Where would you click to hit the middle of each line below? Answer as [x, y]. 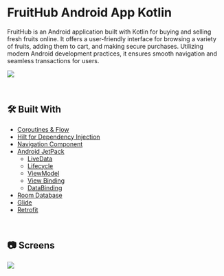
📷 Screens [31, 245]
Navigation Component [50, 144]
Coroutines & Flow [43, 129]
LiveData [40, 159]
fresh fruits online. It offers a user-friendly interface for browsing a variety [112, 38]
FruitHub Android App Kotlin [89, 13]
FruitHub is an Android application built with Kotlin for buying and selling [109, 32]
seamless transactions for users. [53, 60]
